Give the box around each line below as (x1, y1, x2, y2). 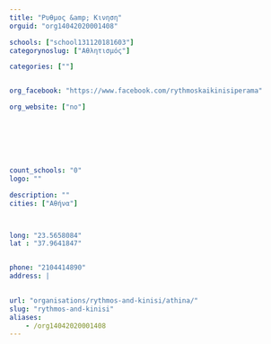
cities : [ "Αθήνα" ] (9, 198, 78, 207)
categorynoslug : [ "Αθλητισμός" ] (9, 46, 130, 55)
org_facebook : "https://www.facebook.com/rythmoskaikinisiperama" (9, 86, 263, 95)
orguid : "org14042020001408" (9, 22, 118, 31)
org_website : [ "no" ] (9, 102, 87, 112)
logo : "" (9, 174, 42, 183)
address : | (9, 271, 50, 281)
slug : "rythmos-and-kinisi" (9, 304, 115, 313)
